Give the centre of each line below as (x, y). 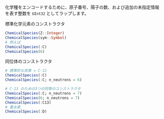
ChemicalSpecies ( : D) (26, 112)
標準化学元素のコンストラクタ (35, 24)
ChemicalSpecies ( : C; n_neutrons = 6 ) (44, 80)
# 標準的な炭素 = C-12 (26, 71)
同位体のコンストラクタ (29, 61)
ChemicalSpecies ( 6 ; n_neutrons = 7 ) (42, 98)
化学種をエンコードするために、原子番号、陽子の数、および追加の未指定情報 (82, 7)
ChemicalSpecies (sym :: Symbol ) (36, 38)
